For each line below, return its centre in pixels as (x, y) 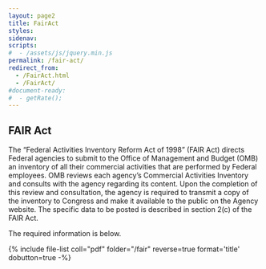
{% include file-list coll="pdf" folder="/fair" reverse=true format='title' (124, 249)
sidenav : (23, 38)
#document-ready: (37, 90)
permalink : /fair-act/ (46, 61)
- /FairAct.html (42, 75)
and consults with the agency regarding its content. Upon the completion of (133, 184)
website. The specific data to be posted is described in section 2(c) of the (130, 210)
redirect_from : (34, 68)
